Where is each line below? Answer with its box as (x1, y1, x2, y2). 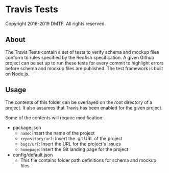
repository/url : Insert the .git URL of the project (20, 135, 123, 141)
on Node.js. (5, 71, 30, 77)
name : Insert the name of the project (20, 129, 95, 136)
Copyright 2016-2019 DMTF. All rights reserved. (5, 20, 106, 27)
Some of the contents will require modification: (5, 114, 104, 121)
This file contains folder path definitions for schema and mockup (20, 157, 157, 163)
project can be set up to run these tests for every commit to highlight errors (5, 60, 164, 66)
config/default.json (12, 152, 53, 158)
